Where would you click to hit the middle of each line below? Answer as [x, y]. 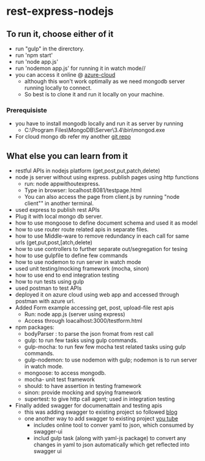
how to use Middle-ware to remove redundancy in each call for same [102, 236]
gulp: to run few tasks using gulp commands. [81, 340]
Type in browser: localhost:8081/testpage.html [83, 190]
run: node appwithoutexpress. [62, 184]
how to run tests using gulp [50, 282]
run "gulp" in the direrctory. [50, 48]
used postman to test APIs [48, 288]
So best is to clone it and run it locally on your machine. [94, 94]
